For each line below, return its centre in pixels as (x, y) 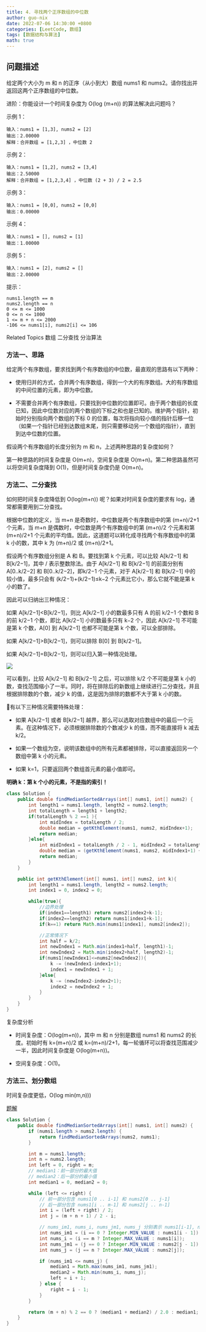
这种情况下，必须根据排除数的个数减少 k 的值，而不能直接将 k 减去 (115, 728)
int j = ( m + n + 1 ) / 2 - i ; (78, 1216)
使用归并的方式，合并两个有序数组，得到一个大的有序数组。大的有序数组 (106, 382)
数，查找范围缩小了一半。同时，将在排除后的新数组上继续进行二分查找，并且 (103, 686)
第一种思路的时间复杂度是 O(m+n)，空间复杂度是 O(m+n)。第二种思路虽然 (100, 460)
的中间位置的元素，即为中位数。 (55, 390)
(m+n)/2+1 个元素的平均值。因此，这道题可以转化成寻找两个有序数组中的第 (101, 535)
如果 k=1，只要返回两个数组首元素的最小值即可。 (77, 769)
